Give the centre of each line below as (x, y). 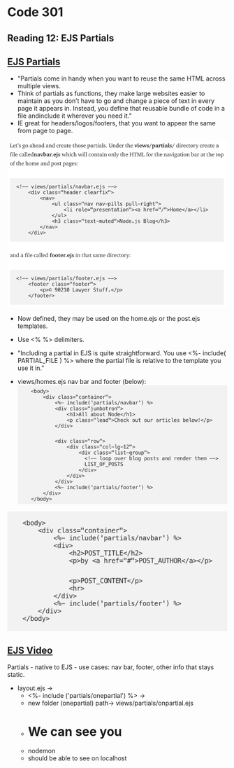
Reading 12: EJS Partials (61, 38)
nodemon (42, 751)
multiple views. (39, 86)
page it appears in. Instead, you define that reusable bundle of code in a (121, 109)
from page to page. (45, 131)
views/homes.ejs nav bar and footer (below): (82, 382)
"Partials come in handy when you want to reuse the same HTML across (121, 78)
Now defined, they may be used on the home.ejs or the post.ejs (109, 319)
